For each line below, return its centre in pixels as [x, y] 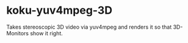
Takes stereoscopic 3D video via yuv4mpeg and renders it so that [89, 27]
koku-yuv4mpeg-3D [60, 10]
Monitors [18, 33]
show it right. [46, 33]
